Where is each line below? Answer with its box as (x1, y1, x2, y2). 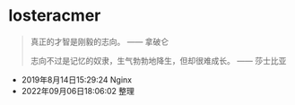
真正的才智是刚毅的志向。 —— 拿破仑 (30, 36, 169, 47)
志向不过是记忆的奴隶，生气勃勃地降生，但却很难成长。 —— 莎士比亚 (30, 55, 287, 66)
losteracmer (8, 5, 101, 26)
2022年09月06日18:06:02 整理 (21, 85, 135, 96)
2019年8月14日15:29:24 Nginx (21, 74, 132, 85)
